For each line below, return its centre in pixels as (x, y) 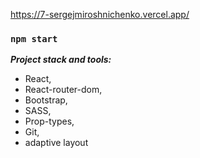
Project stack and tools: (61, 60)
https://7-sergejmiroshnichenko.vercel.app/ (100, 14)
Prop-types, (49, 121)
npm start (34, 38)
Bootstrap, (46, 100)
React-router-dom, (63, 90)
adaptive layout (56, 143)
